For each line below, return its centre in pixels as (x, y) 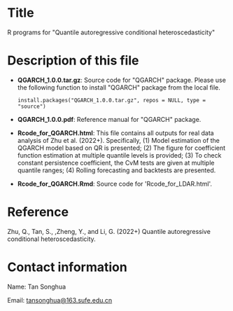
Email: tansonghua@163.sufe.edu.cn (60, 300)
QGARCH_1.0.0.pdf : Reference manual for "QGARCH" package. (109, 119)
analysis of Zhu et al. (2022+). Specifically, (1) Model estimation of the (119, 140)
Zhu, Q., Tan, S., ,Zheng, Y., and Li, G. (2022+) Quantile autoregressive (109, 231)
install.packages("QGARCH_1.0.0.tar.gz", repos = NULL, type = (112, 100)
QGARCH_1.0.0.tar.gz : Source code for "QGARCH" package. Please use (121, 80)
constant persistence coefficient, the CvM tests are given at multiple (116, 163)
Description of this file (73, 61)
